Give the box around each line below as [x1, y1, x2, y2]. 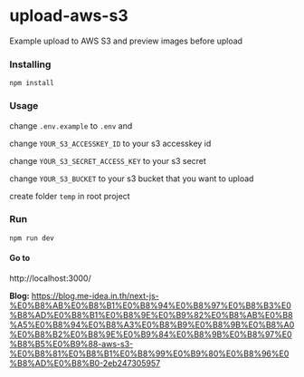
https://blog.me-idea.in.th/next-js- [31, 291, 160, 302]
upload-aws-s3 [9, 5, 128, 26]
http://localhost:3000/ [9, 273, 92, 284]
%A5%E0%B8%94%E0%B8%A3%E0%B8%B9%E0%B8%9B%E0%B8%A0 [9, 319, 295, 331]
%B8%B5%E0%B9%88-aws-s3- [9, 339, 134, 350]
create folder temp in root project [9, 190, 130, 201]
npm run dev [9, 233, 54, 243]
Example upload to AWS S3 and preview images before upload [9, 35, 242, 46]
